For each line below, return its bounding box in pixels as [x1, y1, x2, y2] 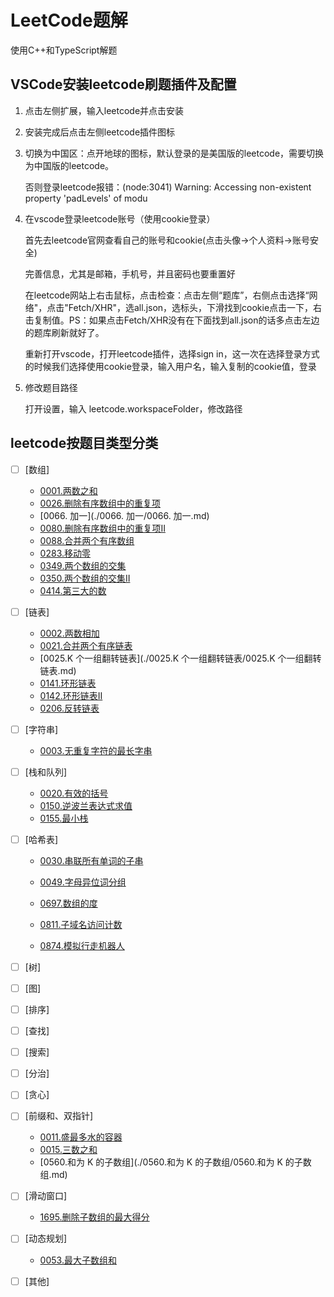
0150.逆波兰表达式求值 [39, 799, 133, 811]
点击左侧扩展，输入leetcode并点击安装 [24, 104, 185, 116]
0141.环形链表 [39, 677, 97, 689]
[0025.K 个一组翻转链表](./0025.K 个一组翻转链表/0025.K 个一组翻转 [39, 652, 322, 664]
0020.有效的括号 [39, 787, 109, 799]
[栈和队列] [24, 766, 67, 778]
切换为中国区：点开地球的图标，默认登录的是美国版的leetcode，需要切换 [24, 147, 325, 159]
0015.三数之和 [39, 1144, 98, 1156]
